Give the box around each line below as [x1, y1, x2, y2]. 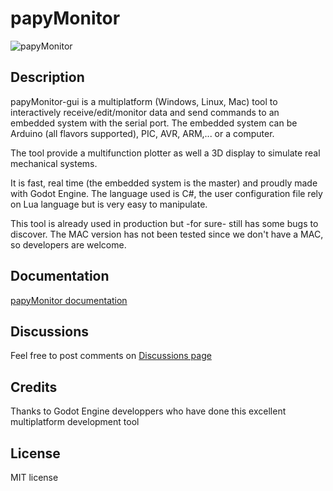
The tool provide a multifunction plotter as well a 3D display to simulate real [10, 147, 321, 159]
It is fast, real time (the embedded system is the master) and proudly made [10, 177, 318, 189]
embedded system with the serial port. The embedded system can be [10, 117, 298, 129]
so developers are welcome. [10, 238, 127, 251]
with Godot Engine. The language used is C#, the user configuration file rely [10, 187, 323, 199]
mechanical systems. [10, 157, 98, 169]
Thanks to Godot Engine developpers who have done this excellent [10, 405, 287, 417]
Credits [10, 378, 58, 396]
